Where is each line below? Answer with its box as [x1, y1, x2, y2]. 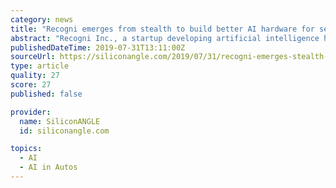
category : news [10, 14, 74, 25]
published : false [10, 89, 83, 99]
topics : [10, 144, 43, 154]
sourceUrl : [10, 52, 56, 62]
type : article [10, 61, 70, 71]
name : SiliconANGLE [19, 116, 101, 126]
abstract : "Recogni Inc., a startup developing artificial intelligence [10, 33, 320, 43]
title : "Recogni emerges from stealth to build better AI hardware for [10, 24, 315, 34]
